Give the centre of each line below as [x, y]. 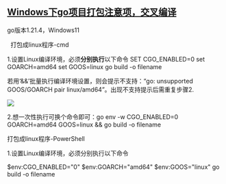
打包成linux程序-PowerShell [46, 138]
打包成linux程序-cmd [40, 44]
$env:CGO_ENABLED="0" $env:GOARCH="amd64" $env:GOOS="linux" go [113, 167]
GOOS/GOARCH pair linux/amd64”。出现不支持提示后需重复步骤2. [101, 89]
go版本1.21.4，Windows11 [43, 30]
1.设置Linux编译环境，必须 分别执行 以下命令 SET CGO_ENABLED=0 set [106, 59]
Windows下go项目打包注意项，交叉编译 [92, 12]
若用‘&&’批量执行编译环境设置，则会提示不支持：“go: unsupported [100, 81]
